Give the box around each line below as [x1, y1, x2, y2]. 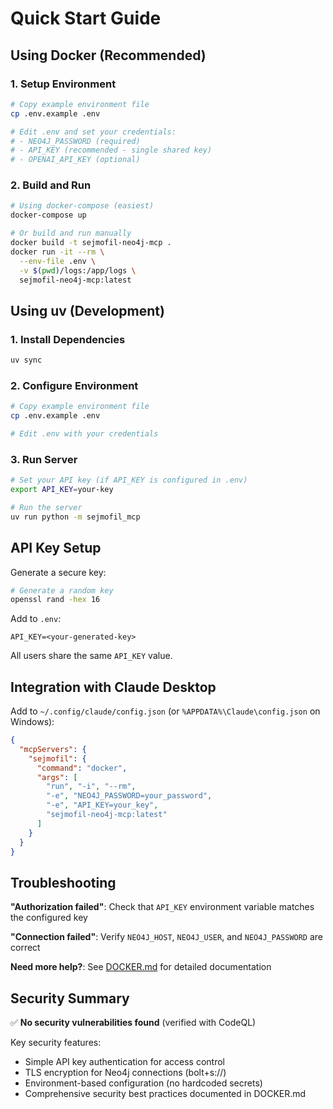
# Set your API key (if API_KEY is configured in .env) [10, 475, 248, 486]
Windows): [10, 716, 55, 728]
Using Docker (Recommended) [10, 47, 207, 64]
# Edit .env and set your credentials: [10, 127, 177, 137]
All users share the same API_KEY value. [10, 650, 173, 662]
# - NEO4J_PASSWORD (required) [10, 136, 141, 146]
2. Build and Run [10, 178, 92, 192]
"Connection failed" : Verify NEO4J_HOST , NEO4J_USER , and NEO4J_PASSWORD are [10, 931, 324, 943]
